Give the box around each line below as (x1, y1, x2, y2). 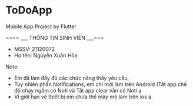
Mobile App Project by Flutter (5, 23, 77, 30)
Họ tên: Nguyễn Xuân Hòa (14, 52, 78, 59)
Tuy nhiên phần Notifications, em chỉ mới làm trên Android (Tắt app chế (14, 80, 187, 88)
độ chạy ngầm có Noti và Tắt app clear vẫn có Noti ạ (14, 87, 142, 94)
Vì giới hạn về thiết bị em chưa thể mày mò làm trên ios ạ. (14, 93, 154, 100)
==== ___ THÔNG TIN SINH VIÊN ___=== (5, 34, 104, 41)
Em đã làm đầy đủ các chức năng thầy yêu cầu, (14, 74, 129, 81)
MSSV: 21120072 (14, 45, 55, 53)
